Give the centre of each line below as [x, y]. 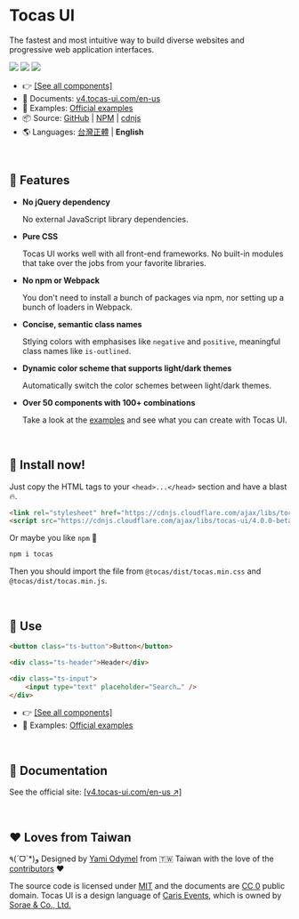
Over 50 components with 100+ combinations [109, 402]
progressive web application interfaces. [82, 49]
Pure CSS [40, 236]
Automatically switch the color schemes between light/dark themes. [147, 385]
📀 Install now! [48, 465]
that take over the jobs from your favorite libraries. [114, 262]
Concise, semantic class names [82, 324]
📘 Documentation [59, 770]
